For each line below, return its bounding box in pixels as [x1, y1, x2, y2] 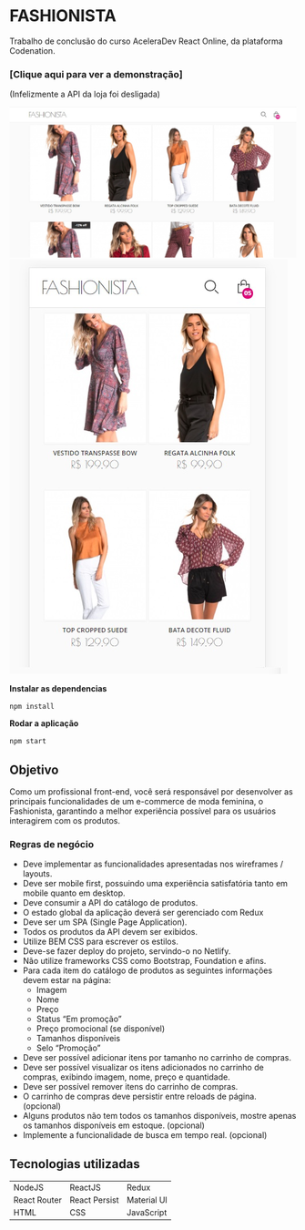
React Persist [69, 1194, 120, 1205]
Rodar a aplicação [9, 718, 79, 729]
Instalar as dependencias [9, 682, 107, 693]
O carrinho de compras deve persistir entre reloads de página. [22, 1091, 257, 1102]
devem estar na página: [22, 975, 112, 986]
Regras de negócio [9, 838, 94, 851]
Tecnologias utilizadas [9, 1156, 140, 1172]
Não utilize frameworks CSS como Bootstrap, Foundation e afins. [22, 956, 267, 967]
